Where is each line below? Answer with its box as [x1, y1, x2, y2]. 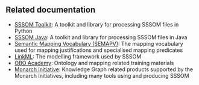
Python [14, 27, 33, 34]
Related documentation [5, 5, 96, 15]
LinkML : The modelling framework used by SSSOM [14, 52, 142, 60]
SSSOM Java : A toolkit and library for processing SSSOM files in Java [14, 33, 188, 41]
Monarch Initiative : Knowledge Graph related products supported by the [14, 66, 194, 73]
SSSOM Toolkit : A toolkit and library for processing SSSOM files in [14, 20, 179, 28]
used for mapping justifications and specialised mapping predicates [14, 46, 183, 54]
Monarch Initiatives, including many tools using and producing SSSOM [14, 72, 189, 79]
